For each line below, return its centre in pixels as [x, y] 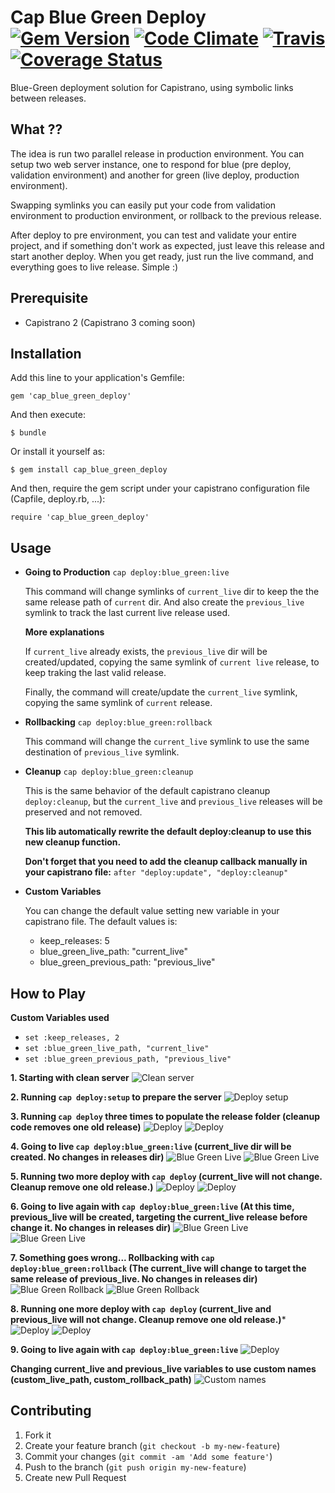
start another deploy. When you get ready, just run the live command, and [162, 256]
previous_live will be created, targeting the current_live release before [159, 1217]
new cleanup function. [73, 842]
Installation [46, 353]
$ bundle [28, 433]
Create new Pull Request [75, 1477]
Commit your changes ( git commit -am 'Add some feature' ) [148, 1456]
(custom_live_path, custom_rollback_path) [101, 1379]
